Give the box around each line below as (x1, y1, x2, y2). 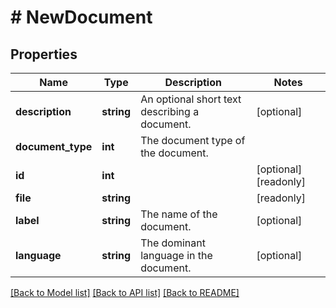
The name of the (140, 207, 218, 221)
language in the (140, 249, 213, 262)
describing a (140, 105, 200, 118)
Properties (10, 46, 78, 63)
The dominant (140, 236, 206, 250)
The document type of (140, 134, 246, 147)
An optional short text (140, 92, 242, 106)
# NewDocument (10, 6, 153, 29)
